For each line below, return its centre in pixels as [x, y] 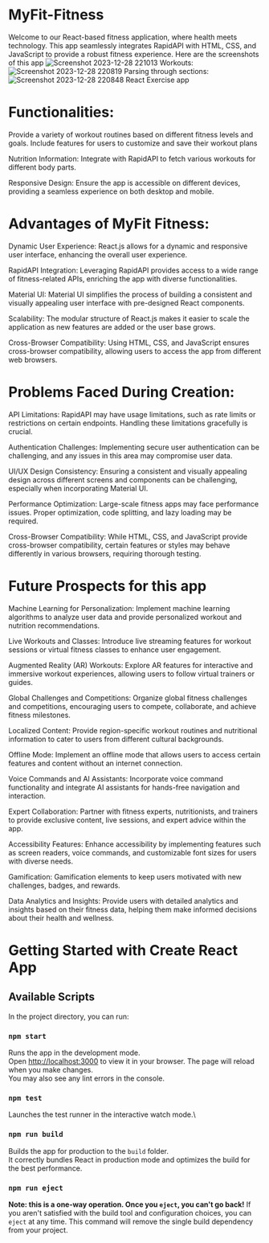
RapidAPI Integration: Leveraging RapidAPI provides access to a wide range [133, 270]
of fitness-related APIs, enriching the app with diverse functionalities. [123, 278]
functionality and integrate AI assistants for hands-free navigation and [124, 787]
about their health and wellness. [61, 917]
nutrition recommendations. [54, 626]
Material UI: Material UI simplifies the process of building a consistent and [130, 294]
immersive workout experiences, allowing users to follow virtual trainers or [132, 674]
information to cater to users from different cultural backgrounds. [116, 739]
